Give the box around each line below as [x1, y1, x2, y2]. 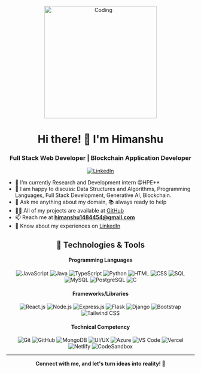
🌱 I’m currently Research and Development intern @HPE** [14, 179, 160, 186]
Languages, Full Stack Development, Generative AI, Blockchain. [14, 192, 172, 199]
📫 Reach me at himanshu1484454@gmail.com [14, 214, 135, 221]
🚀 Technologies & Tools [56, 239, 145, 250]
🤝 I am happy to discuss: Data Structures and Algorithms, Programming [14, 186, 191, 193]
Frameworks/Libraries [72, 290, 129, 297]
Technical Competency [71, 323, 130, 330]
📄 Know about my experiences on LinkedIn [14, 222, 121, 230]
